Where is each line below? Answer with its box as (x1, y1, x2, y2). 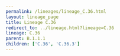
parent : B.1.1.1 (5, 36, 46, 41)
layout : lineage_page (5, 14, 59, 20)
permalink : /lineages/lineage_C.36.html (5, 8, 107, 15)
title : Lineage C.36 (5, 19, 57, 25)
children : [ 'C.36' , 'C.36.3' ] (5, 41, 80, 47)
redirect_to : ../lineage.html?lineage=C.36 (5, 24, 115, 31)
